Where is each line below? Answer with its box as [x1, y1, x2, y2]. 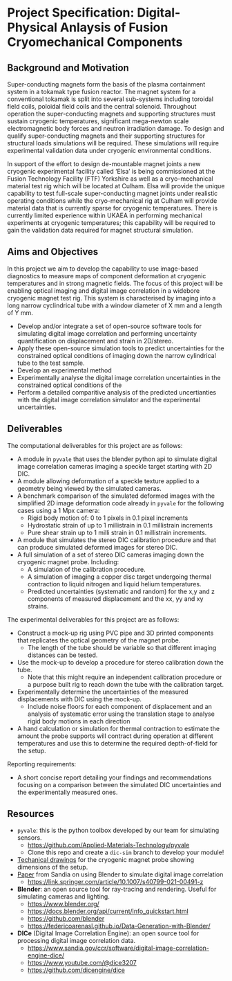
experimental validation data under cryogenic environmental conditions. [7, 147, 212, 154]
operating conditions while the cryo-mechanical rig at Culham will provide [7, 197, 217, 205]
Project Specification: [7, 5, 135, 21]
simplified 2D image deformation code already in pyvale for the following [17, 498, 224, 507]
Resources [7, 808, 55, 820]
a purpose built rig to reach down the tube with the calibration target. [27, 680, 224, 688]
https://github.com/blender [27, 915, 105, 923]
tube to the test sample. [17, 359, 85, 367]
